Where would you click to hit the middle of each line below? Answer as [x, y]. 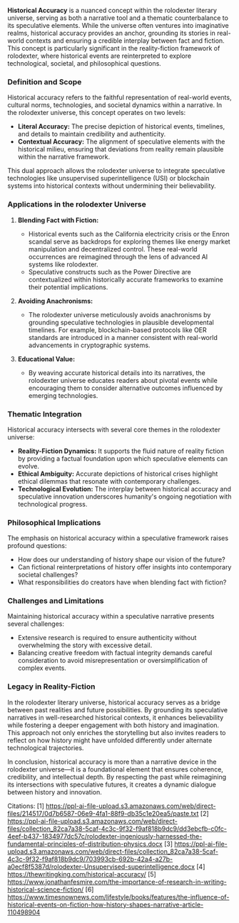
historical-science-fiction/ [46, 889]
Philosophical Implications [54, 522]
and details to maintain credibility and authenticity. [92, 134]
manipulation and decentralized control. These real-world [113, 249]
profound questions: [37, 546]
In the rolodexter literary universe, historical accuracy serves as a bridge [114, 702]
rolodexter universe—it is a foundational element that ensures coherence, [115, 769]
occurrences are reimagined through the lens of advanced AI [118, 256]
